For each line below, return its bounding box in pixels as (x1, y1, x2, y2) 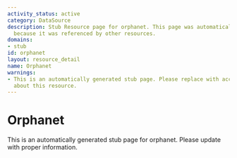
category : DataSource (7, 17, 71, 24)
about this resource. (13, 82, 78, 89)
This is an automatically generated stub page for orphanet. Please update (7, 136, 221, 144)
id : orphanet (7, 50, 46, 57)
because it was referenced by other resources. (13, 29, 157, 37)
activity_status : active (7, 10, 80, 18)
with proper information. (7, 143, 78, 152)
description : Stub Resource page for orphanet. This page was (7, 23, 194, 30)
